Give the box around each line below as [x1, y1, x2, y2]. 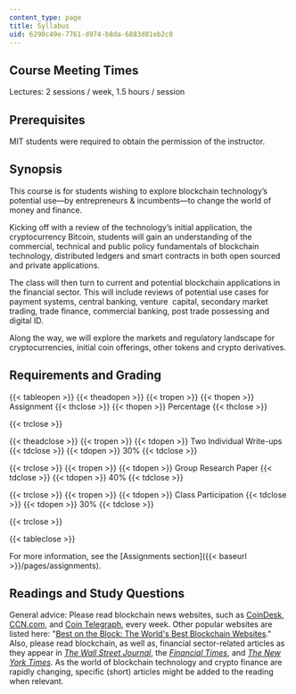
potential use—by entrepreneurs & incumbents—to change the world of [9, 195, 272, 205]
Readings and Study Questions [9, 586, 185, 601]
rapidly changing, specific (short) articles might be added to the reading [9, 666, 274, 677]
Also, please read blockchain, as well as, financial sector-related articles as [9, 638, 285, 648]
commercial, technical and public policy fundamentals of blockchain [9, 240, 259, 251]
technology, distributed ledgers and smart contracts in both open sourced [9, 250, 281, 261]
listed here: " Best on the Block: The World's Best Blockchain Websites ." [9, 629, 272, 640]
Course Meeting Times [9, 63, 139, 78]
